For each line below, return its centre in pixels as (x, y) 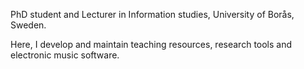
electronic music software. (65, 55)
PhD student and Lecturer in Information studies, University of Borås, (152, 14)
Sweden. (28, 25)
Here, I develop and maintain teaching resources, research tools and (151, 44)
